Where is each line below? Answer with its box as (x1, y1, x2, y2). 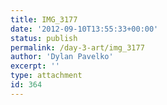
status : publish (10, 33, 78, 43)
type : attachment (10, 71, 83, 81)
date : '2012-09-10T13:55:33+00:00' (10, 24, 159, 34)
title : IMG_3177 (10, 14, 78, 25)
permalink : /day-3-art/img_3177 (10, 42, 145, 53)
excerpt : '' (10, 61, 60, 71)
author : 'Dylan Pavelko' (10, 52, 114, 62)
